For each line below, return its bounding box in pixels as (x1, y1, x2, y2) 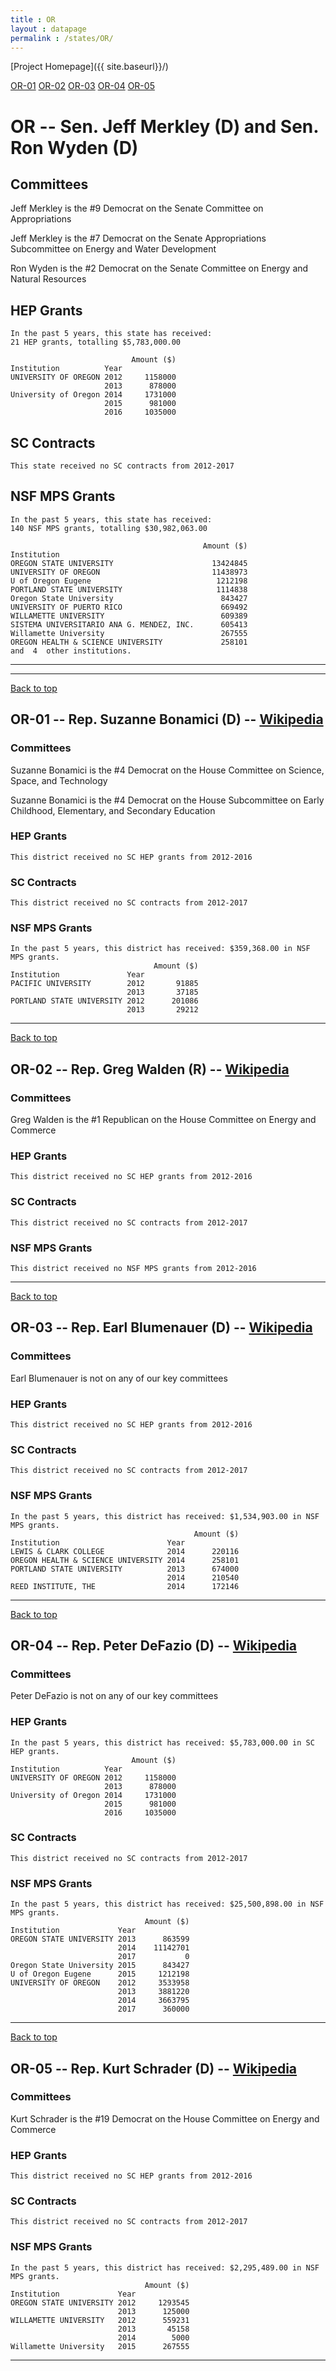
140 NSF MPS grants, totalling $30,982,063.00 (10, 523, 208, 533)
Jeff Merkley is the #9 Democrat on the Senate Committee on (10, 202, 264, 215)
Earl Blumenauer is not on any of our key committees (10, 1372, 228, 1384)
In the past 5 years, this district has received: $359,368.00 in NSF (10, 944, 311, 954)
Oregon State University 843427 (10, 593, 248, 603)
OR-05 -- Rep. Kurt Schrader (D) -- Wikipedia (10, 2060, 298, 2077)
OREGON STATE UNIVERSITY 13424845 (10, 558, 248, 568)
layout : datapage (10, 24, 87, 34)
